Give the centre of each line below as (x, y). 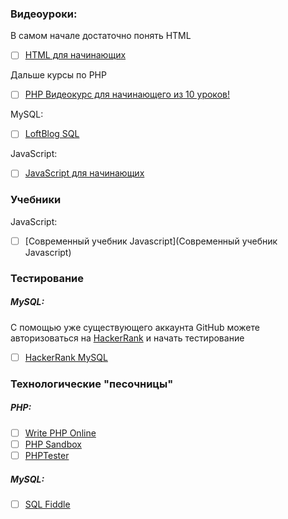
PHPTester (47, 455)
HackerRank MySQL (66, 357)
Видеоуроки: (44, 14)
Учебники (36, 200)
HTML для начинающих (75, 55)
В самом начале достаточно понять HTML (101, 36)
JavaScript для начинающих (84, 173)
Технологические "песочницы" (92, 384)
